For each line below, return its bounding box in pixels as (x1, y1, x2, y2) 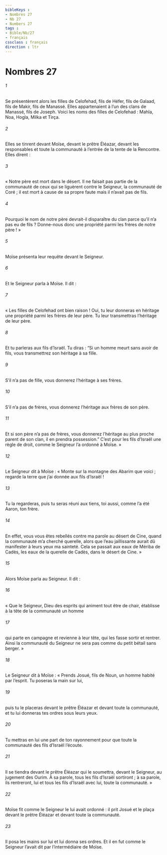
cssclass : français (5, 40, 48, 45)
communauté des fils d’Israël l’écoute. (5, 742, 83, 748)
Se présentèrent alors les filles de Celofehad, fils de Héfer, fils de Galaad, (5, 98, 156, 104)
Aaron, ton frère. (5, 506, 39, 512)
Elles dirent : (5, 152, 31, 158)
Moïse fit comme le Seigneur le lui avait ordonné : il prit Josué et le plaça (5, 807, 155, 813)
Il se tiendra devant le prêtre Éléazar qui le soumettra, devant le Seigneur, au (5, 769, 162, 775)
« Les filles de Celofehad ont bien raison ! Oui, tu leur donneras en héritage (5, 308, 160, 314)
